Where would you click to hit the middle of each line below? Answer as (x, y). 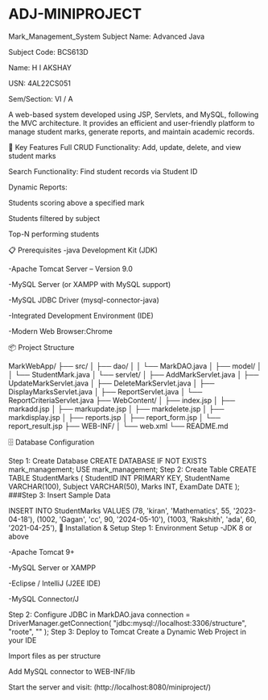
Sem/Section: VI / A (41, 98)
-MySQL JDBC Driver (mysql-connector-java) (84, 300)
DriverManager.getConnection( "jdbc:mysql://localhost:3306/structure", (128, 623)
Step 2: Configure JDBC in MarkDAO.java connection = (99, 615)
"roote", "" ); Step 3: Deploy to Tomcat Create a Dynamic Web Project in (128, 631)
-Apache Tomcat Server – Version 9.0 (70, 269)
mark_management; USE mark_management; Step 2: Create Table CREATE (133, 469)
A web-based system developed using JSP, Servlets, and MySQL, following (134, 115)
